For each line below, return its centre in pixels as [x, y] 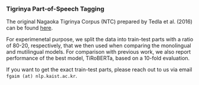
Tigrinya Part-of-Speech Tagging [55, 9]
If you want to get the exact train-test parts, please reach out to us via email [99, 70]
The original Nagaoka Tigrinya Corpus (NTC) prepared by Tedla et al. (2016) [99, 22]
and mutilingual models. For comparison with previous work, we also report [99, 52]
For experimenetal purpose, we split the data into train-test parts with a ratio [100, 40]
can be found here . [29, 28]
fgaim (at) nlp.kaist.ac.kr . [42, 76]
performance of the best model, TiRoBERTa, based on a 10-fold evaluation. [98, 58]
